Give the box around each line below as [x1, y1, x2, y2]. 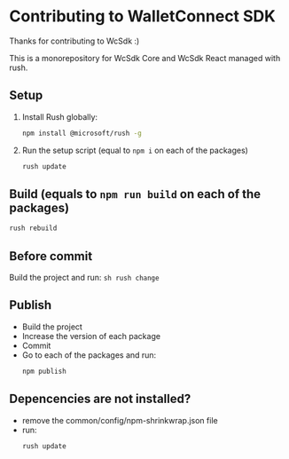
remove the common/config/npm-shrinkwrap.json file [21, 415, 219, 425]
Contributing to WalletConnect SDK [9, 6, 277, 27]
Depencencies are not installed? [9, 392, 191, 407]
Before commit [9, 249, 93, 264]
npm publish [21, 367, 66, 376]
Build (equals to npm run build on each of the [9, 186, 262, 202]
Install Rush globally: [21, 111, 98, 122]
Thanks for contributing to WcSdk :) [9, 36, 140, 46]
